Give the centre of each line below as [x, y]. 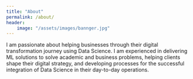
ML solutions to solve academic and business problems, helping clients [93, 57]
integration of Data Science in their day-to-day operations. [78, 70]
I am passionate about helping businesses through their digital [82, 45]
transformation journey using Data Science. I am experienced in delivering [97, 51]
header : [16, 22]
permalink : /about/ [30, 17]
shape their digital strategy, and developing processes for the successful [95, 64]
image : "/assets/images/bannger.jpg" [64, 28]
